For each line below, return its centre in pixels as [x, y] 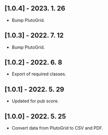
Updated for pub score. [35, 101]
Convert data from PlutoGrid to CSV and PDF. [57, 128]
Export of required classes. [39, 74]
